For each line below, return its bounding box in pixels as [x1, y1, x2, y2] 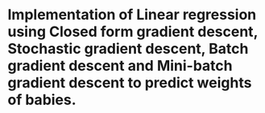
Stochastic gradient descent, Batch [7, 40, 249, 58]
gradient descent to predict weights [7, 74, 252, 92]
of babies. [7, 91, 77, 109]
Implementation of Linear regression [7, 6, 257, 24]
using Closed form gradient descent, [7, 22, 259, 41]
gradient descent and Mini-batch [7, 57, 233, 75]
